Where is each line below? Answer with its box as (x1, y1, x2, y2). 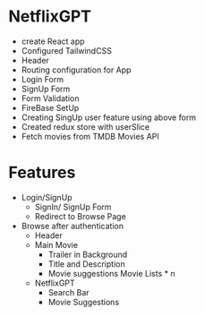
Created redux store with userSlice (21, 121, 150, 132)
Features (8, 163, 76, 183)
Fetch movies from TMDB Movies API (21, 131, 160, 141)
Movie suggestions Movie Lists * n (47, 268, 175, 278)
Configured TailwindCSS (21, 45, 113, 56)
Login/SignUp (21, 192, 73, 202)
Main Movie (34, 239, 78, 250)
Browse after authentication (21, 220, 124, 231)
